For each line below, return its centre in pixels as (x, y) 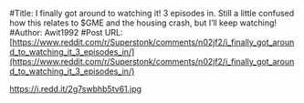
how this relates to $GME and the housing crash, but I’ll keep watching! (143, 23)
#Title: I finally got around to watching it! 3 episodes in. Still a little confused (152, 13)
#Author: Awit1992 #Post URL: (66, 32)
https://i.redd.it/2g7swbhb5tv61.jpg (76, 89)
